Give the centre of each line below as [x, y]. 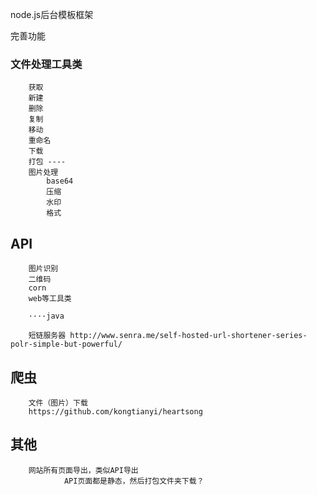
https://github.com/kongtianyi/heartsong [115, 411]
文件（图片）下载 [58, 403]
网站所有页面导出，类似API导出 [83, 470]
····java [46, 316]
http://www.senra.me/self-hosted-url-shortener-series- [188, 336]
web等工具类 [50, 299]
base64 [60, 181]
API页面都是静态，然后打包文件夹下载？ [134, 481]
